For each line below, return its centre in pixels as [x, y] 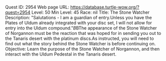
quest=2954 [18, 12]
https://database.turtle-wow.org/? [105, 7]
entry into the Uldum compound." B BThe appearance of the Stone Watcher [81, 28]
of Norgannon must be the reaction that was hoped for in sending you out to [83, 33]
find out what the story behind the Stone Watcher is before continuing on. [81, 44]
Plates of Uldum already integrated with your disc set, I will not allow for [79, 23]
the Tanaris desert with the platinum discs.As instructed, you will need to [80, 38]
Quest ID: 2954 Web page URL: [37, 7]
